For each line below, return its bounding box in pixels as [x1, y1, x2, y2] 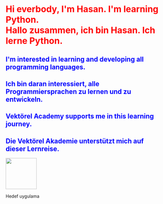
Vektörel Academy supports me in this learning [5, 112, 154, 120]
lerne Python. [5, 35, 63, 47]
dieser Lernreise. [5, 144, 59, 153]
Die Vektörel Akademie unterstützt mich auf [5, 137, 144, 145]
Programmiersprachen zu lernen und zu [5, 87, 131, 96]
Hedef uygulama [5, 193, 40, 200]
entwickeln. [5, 95, 43, 103]
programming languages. [5, 63, 86, 71]
